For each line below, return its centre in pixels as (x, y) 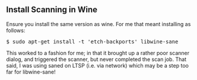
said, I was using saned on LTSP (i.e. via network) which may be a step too (97, 65)
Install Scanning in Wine (52, 10)
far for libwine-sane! (31, 72)
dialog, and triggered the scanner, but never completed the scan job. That (96, 59)
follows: (16, 30)
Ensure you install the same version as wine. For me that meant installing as (99, 24)
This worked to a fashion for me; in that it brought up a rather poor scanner (98, 53)
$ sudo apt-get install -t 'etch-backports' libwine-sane (92, 41)
